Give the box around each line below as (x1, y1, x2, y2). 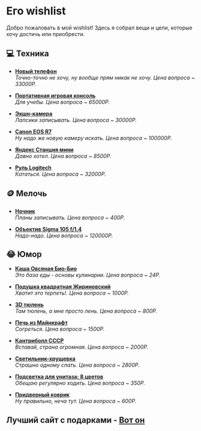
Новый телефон (14, 67, 57, 74)
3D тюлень (14, 301, 44, 309)
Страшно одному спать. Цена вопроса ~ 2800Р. (14, 361, 140, 369)
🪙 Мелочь (6, 188, 47, 199)
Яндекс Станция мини (14, 146, 74, 153)
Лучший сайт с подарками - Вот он (6, 415, 145, 425)
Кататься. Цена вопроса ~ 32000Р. (14, 170, 106, 178)
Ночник (14, 207, 35, 214)
